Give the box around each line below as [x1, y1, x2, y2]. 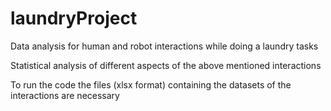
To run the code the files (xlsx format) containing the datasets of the [10, 78, 292, 91]
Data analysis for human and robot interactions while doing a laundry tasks [10, 40, 319, 52]
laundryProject [10, 7, 138, 30]
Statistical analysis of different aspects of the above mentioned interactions [10, 59, 322, 71]
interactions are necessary [10, 89, 120, 101]
